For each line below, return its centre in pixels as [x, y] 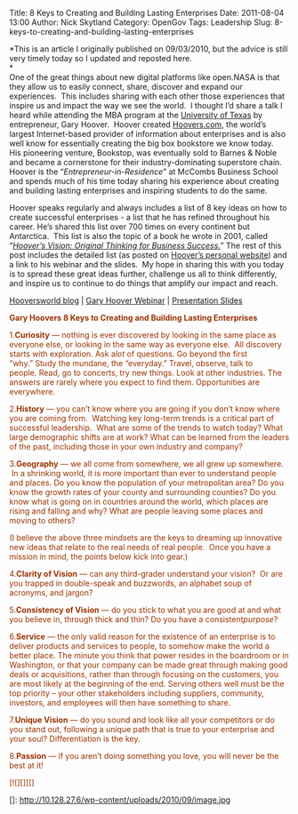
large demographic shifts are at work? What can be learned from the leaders [149, 437]
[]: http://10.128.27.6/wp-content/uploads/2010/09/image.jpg [120, 800]
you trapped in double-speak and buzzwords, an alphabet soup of [130, 583]
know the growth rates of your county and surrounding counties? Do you [142, 492]
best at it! [27, 765]
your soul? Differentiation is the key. [75, 738]
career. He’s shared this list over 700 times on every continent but [130, 227]
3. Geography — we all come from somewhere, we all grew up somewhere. [147, 464]
